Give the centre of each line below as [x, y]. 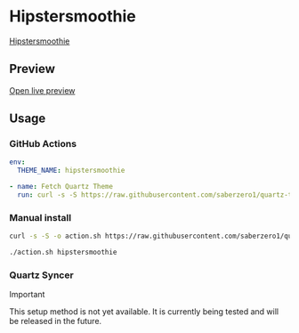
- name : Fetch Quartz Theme [61, 187]
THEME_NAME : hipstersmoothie [71, 171]
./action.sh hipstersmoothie [63, 252]
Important [27, 295]
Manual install [40, 217]
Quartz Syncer [41, 275]
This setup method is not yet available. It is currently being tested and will [144, 312]
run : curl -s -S [47, 195]
